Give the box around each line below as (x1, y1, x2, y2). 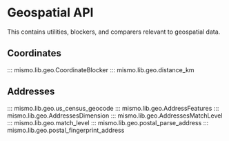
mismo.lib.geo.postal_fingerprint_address (7, 126, 125, 134)
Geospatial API (7, 5, 94, 21)
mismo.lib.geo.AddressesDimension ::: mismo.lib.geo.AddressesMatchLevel (7, 111, 223, 120)
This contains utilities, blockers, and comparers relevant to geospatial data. (7, 28, 221, 36)
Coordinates (7, 47, 62, 59)
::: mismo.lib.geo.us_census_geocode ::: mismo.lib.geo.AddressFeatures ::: (7, 104, 219, 112)
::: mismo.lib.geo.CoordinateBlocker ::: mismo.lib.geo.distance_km (7, 65, 195, 74)
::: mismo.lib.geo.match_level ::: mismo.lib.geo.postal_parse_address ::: (7, 118, 209, 127)
